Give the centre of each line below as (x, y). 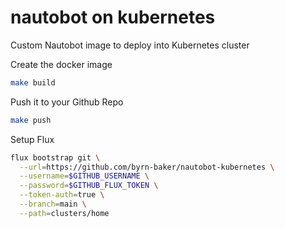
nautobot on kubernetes (113, 17)
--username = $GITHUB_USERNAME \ (84, 176)
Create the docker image (61, 64)
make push (31, 120)
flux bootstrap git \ (55, 157)
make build (33, 82)
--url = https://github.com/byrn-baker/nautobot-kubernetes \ (147, 167)
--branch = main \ (53, 204)
